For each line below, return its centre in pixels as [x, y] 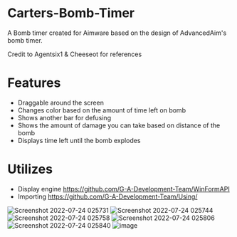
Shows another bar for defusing [64, 117]
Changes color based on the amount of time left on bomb [102, 110]
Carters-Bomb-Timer [71, 13]
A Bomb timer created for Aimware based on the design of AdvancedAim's [117, 33]
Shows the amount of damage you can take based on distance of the [119, 125]
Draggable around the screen [61, 102]
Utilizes [30, 169]
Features [34, 83]
